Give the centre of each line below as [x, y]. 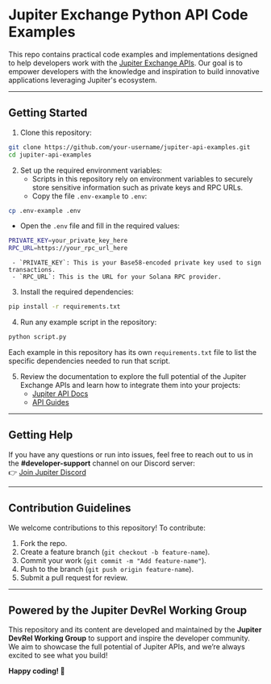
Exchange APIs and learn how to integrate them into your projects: [130, 385]
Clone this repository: [56, 132]
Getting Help [41, 435]
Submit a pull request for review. [74, 578]
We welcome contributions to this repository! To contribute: [107, 528]
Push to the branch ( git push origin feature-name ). [107, 569]
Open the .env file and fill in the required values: [100, 226]
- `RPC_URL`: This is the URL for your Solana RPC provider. [117, 277]
